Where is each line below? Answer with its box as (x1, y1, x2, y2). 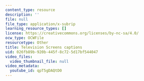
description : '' (5, 12, 39, 17)
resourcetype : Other (5, 40, 49, 45)
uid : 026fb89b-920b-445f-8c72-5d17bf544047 (5, 49, 99, 54)
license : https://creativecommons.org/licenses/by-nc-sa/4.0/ (5, 31, 139, 36)
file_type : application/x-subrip (5, 21, 76, 27)
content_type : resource (5, 7, 56, 13)
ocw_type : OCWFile (5, 36, 44, 41)
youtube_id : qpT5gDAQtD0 (10, 68, 62, 73)
